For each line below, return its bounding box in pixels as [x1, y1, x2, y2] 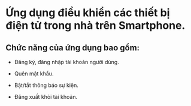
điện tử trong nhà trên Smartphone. [5, 19, 186, 32]
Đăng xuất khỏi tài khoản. [14, 93, 78, 100]
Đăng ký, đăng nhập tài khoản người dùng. [14, 59, 119, 65]
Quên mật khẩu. [14, 70, 54, 77]
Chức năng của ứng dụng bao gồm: [5, 43, 140, 53]
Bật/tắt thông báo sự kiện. [14, 81, 78, 89]
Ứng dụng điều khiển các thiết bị [5, 6, 170, 20]
